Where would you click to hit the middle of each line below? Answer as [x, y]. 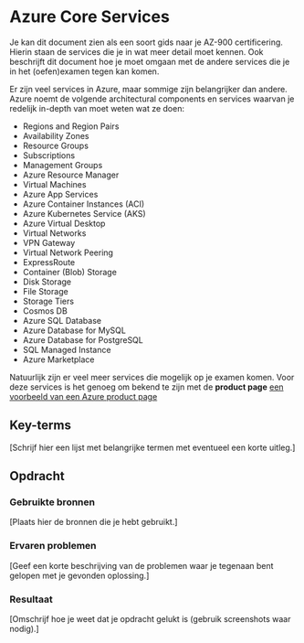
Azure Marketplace [58, 359]
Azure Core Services [90, 17]
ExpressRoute [49, 262]
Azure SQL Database [62, 320]
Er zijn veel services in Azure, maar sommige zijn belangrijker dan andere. [148, 89]
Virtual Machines [54, 184]
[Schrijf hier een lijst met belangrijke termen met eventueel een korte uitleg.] [152, 447]
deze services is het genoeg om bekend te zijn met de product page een [147, 387]
